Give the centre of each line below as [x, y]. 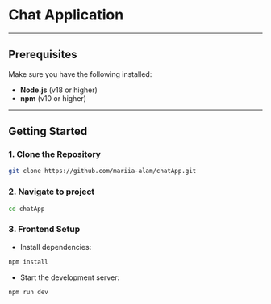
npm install [28, 262]
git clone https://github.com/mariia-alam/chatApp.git [102, 171]
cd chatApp [27, 209]
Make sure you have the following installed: [80, 74]
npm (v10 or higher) [53, 98]
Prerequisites [43, 55]
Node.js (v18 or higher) [59, 90]
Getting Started [48, 131]
